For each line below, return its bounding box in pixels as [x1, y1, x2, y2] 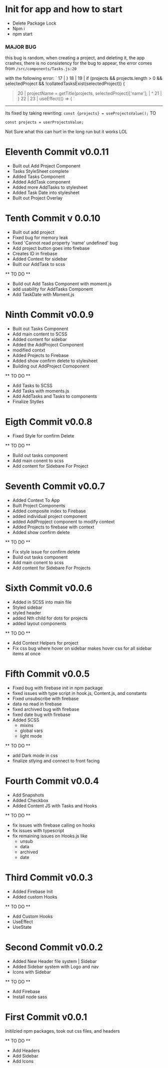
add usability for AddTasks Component [12, 286, 93, 292]
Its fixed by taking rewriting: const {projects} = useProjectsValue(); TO [5, 110, 156, 116]
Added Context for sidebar [12, 256, 67, 262]
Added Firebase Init [12, 888, 53, 895]
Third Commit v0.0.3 [5, 871, 93, 883]
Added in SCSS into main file [12, 599, 72, 605]
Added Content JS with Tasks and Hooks [12, 803, 97, 809]
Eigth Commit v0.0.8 [5, 416, 92, 428]
